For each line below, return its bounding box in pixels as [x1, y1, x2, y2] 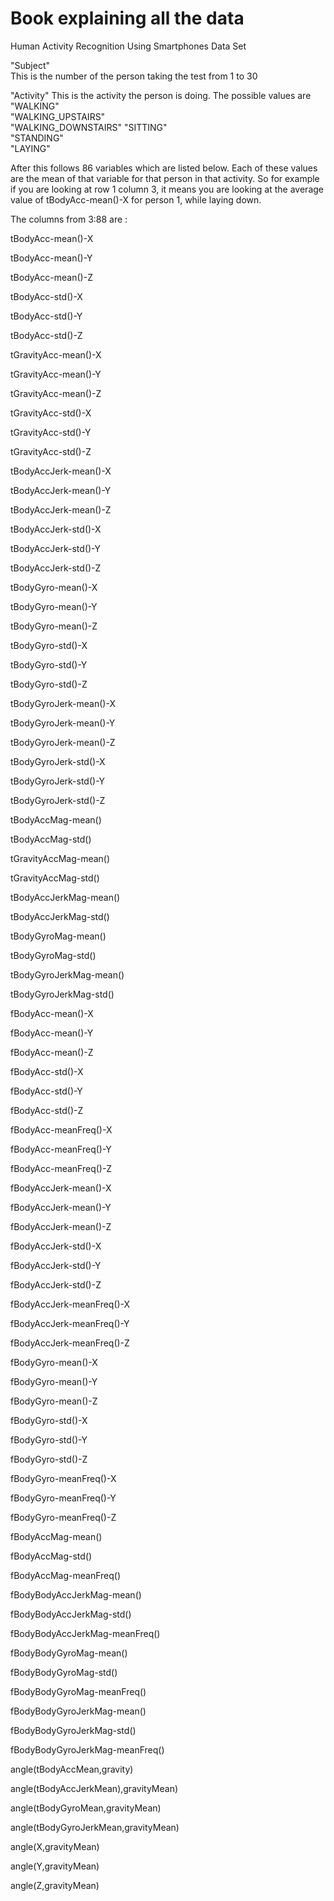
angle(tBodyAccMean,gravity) [10, 1763, 134, 1775]
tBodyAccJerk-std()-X [10, 523, 102, 535]
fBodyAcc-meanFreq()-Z [10, 1162, 113, 1174]
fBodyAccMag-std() [10, 1550, 93, 1562]
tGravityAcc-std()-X [10, 407, 92, 419]
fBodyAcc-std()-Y [10, 1085, 83, 1097]
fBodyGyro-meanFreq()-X [10, 1472, 117, 1484]
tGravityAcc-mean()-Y [10, 368, 102, 380]
